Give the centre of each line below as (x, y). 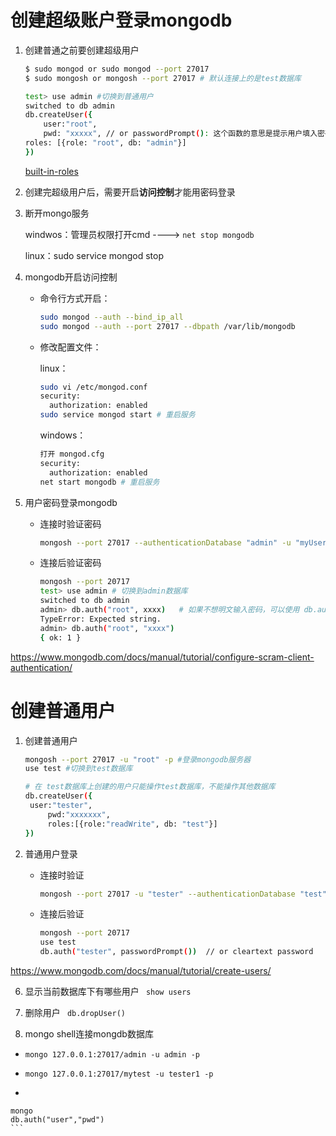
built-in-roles (51, 171)
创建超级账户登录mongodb (121, 20)
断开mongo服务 (57, 213)
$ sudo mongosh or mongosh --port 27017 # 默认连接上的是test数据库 (163, 78)
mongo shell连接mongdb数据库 (89, 1034)
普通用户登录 (51, 853)
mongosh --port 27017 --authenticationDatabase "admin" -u (165, 542)
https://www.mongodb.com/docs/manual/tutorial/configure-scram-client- (162, 657)
